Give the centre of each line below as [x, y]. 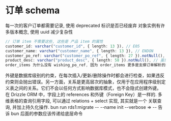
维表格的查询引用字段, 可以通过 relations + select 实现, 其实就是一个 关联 [81, 101]
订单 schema [33, 10]
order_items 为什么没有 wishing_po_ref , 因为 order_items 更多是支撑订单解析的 [85, 65]
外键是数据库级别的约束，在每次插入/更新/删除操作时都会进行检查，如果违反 [85, 75]
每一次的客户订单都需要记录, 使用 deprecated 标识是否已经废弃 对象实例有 [83, 25]
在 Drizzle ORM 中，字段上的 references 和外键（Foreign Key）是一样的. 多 [84, 95]
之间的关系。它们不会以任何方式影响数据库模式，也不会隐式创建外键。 [88, 88]
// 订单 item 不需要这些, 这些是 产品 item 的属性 [54, 41]
